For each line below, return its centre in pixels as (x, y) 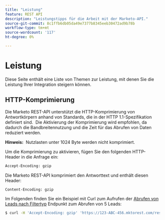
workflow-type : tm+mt (27, 28)
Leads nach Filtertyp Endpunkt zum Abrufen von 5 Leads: (63, 204)
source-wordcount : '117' (30, 32)
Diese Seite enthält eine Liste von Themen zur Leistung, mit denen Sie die (80, 79)
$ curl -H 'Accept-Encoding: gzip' (41, 213)
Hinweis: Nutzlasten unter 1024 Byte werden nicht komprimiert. (70, 142)
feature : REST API (24, 14)
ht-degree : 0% (20, 37)
